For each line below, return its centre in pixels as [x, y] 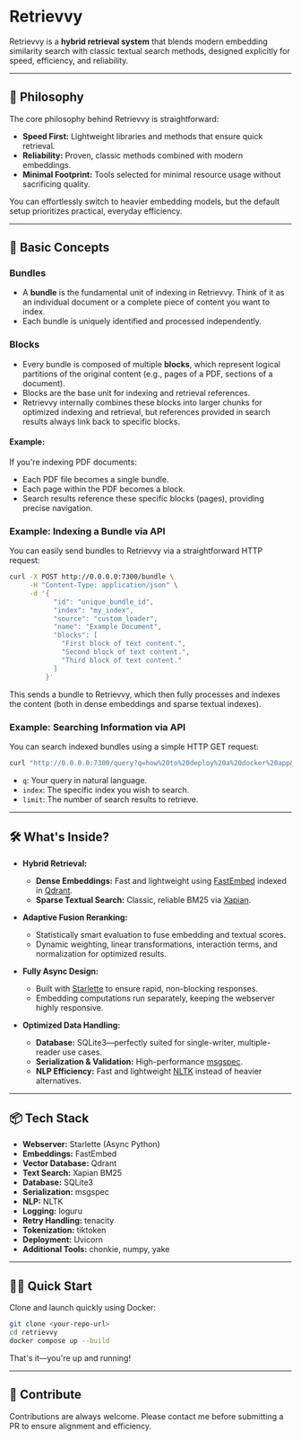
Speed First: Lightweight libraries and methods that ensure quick [142, 136]
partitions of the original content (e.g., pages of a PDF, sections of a [147, 374]
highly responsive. [69, 1007]
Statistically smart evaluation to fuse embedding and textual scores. [161, 934]
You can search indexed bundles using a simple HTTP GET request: [134, 747]
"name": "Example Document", [108, 627]
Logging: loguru [52, 1211]
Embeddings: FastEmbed [69, 1154]
